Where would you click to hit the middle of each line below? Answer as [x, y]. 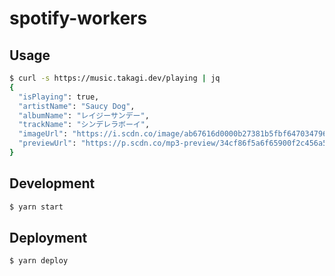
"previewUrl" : [47, 143]
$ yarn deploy [39, 261]
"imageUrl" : [43, 134]
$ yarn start [36, 207]
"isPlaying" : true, [59, 97]
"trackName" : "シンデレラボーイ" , [84, 125]
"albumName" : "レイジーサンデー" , [84, 115]
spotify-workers [78, 18]
